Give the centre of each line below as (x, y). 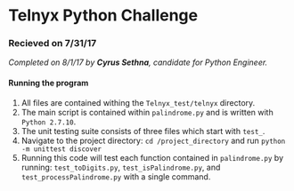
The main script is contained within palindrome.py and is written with (147, 112)
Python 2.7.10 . (49, 122)
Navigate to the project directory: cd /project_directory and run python (153, 140)
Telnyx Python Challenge (103, 16)
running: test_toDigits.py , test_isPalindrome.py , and (121, 167)
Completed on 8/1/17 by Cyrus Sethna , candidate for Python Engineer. (138, 62)
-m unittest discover (61, 149)
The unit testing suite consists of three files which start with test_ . (143, 131)
